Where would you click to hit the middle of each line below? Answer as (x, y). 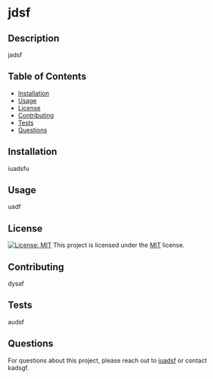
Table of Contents (47, 76)
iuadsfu (19, 168)
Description (34, 38)
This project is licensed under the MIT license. (119, 245)
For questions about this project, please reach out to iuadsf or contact (107, 360)
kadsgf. (19, 367)
